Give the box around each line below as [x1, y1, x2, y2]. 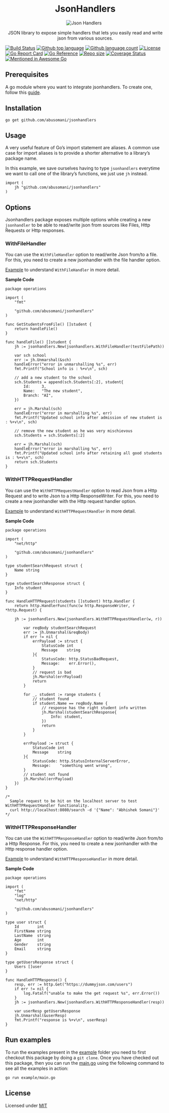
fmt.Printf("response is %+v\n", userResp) [14, 1018, 108, 1023]
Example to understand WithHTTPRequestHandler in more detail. [5, 508, 136, 514]
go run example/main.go [5, 1075, 56, 1080]
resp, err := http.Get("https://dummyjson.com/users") [14, 982, 133, 987]
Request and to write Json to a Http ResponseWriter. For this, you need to [5, 493, 159, 499]
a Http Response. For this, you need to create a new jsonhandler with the [5, 840, 158, 847]
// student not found [23, 772, 70, 777]
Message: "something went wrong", [32, 763, 113, 768]
